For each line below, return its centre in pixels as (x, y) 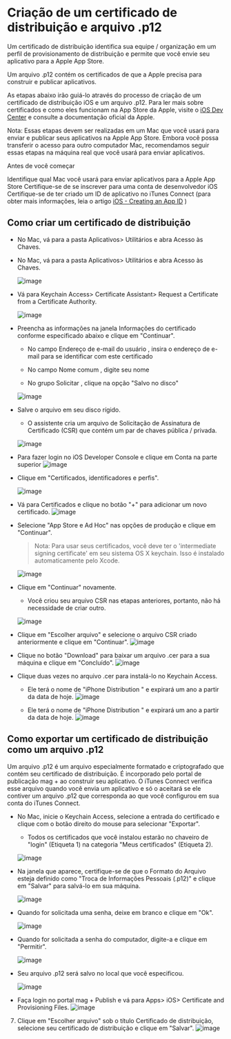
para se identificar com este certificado (97, 356)
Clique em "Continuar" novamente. (67, 587)
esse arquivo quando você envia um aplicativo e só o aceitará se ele (104, 788)
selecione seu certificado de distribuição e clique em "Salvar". (106, 1028)
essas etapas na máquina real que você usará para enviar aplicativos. (106, 152)
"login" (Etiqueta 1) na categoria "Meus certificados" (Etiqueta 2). (120, 844)
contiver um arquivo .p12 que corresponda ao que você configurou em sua (113, 796)
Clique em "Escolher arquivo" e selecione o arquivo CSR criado (107, 634)
